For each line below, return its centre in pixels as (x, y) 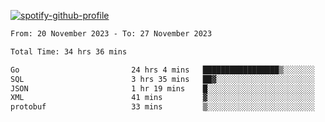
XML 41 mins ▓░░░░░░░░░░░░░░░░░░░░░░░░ (162, 98)
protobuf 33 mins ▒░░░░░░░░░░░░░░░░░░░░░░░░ (162, 107)
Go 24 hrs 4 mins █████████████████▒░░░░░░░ (162, 70)
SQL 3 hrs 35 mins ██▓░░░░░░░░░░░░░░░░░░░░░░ (162, 79)
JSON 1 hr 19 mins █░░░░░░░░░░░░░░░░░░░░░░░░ (162, 88)
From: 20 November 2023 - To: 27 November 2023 (111, 34)
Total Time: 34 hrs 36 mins (69, 51)
